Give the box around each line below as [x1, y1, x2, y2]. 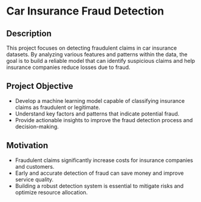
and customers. [15, 163, 55, 170]
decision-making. [15, 123, 59, 130]
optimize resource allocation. [15, 189, 88, 196]
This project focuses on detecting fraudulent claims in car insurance [6, 44, 177, 51]
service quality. [15, 175, 53, 183]
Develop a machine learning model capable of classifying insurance [15, 97, 185, 104]
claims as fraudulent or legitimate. [15, 103, 100, 111]
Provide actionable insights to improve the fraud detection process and [15, 116, 193, 123]
